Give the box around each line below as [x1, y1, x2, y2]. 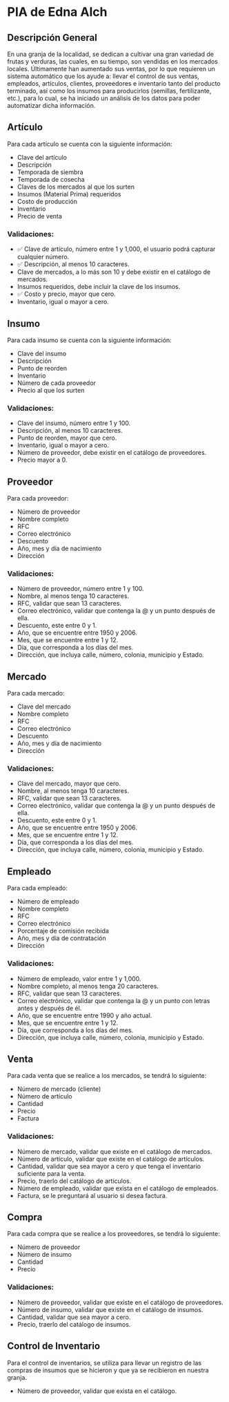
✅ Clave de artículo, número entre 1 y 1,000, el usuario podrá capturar [17, 245, 216, 253]
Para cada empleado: [7, 884, 68, 892]
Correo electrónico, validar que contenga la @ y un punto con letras [17, 996, 210, 1004]
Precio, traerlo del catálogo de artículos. [17, 1177, 132, 1185]
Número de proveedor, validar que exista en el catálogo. [17, 1387, 177, 1395]
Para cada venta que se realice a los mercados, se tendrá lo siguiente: [7, 1072, 207, 1080]
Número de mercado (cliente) [17, 1085, 101, 1093]
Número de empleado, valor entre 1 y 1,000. [17, 974, 141, 982]
